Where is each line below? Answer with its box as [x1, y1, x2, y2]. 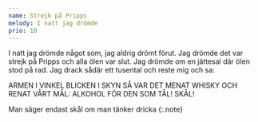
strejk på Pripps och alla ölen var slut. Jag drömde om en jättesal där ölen [8, 57, 250, 66]
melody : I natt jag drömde [8, 19, 98, 27]
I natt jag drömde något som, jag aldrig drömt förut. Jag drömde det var [8, 49, 244, 58]
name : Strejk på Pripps [8, 11, 88, 20]
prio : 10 [8, 26, 38, 34]
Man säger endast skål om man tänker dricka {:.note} [8, 104, 184, 114]
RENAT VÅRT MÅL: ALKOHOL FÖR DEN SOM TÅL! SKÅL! [8, 89, 195, 99]
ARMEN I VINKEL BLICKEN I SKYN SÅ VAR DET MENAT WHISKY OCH [8, 81, 238, 90]
